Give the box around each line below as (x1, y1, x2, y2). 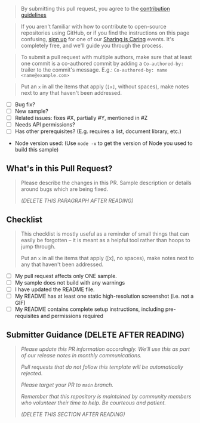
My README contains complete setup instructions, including (14, 305, 164, 313)
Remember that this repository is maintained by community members (20, 393, 192, 400)
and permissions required (40, 313, 103, 320)
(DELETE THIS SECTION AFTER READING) (20, 411, 125, 418)
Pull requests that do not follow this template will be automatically (20, 363, 184, 370)
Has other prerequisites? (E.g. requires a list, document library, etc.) (14, 128, 182, 135)
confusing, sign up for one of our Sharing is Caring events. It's (20, 36, 174, 42)
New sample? (14, 107, 49, 115)
